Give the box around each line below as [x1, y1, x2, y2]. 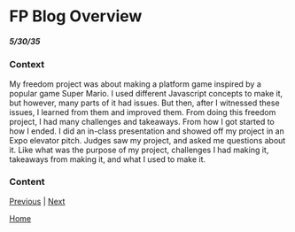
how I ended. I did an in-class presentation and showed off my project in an [9, 126, 285, 136]
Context [9, 58, 45, 71]
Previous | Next [9, 196, 66, 206]
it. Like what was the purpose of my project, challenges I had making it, [9, 144, 269, 155]
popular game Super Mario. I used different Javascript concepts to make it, [9, 88, 283, 98]
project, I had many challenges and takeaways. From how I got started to [9, 116, 275, 127]
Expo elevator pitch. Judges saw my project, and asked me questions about [9, 135, 286, 145]
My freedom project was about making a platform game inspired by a [9, 78, 261, 89]
